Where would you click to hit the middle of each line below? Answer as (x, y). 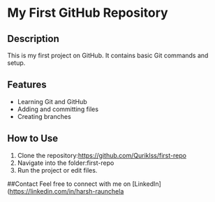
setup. (16, 63)
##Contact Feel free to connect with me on (69, 184)
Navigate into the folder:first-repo (66, 163)
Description (33, 39)
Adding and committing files (58, 109)
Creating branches (44, 116)
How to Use (33, 139)
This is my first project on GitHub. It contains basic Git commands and (108, 55)
